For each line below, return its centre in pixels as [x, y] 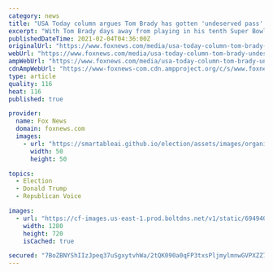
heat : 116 [25, 91]
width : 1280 [43, 226]
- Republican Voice [49, 196]
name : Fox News [41, 121]
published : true [36, 99]
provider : [25, 114]
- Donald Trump [41, 189]
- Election [34, 181]
